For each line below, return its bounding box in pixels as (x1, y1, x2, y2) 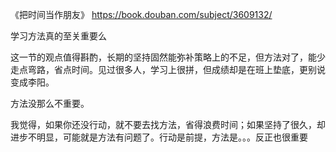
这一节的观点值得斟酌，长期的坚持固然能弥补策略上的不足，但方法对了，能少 (10, 51, 326, 63)
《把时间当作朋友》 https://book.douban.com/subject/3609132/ (10, 9, 273, 20)
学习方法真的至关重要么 (10, 30, 107, 42)
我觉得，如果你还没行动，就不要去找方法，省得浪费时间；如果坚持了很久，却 (10, 119, 326, 130)
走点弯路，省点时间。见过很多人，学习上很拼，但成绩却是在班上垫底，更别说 (10, 64, 326, 75)
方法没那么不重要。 (10, 98, 90, 109)
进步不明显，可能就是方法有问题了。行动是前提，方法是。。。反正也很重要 (10, 131, 308, 143)
